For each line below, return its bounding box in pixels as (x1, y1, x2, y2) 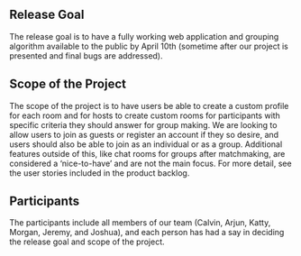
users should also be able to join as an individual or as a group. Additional (9, 139, 283, 150)
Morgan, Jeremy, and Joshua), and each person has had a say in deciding (9, 227, 285, 238)
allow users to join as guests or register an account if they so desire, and (9, 129, 279, 140)
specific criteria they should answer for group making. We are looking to (9, 119, 278, 130)
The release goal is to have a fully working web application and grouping (9, 31, 279, 41)
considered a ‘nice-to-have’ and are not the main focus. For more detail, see (9, 158, 292, 169)
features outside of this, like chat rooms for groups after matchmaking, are (9, 148, 286, 159)
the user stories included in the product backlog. (9, 167, 190, 178)
